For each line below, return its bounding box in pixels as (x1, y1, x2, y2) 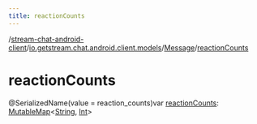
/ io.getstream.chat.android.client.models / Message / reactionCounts (26, 42, 249, 53)
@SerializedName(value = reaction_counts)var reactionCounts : (8, 98, 219, 108)
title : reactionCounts (8, 11, 85, 20)
